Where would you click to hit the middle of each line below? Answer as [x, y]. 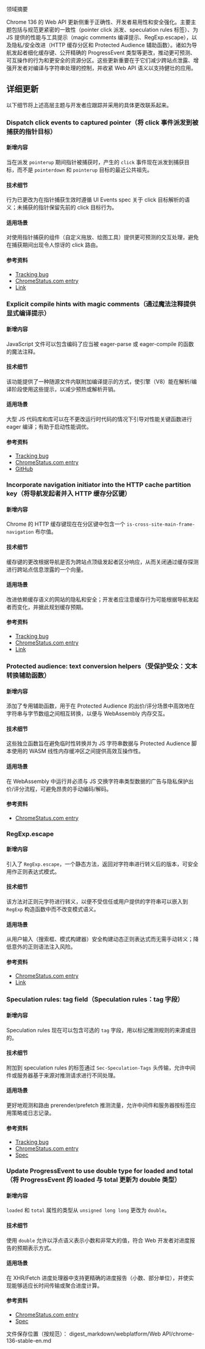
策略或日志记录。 [33, 1113]
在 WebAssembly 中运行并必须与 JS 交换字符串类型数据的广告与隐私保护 [97, 781]
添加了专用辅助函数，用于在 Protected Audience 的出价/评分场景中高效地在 [101, 706]
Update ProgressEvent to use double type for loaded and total [100, 1171]
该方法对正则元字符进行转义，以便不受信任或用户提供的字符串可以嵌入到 [97, 902]
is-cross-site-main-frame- [161, 525]
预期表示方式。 [36, 1248]
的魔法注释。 [22, 352]
